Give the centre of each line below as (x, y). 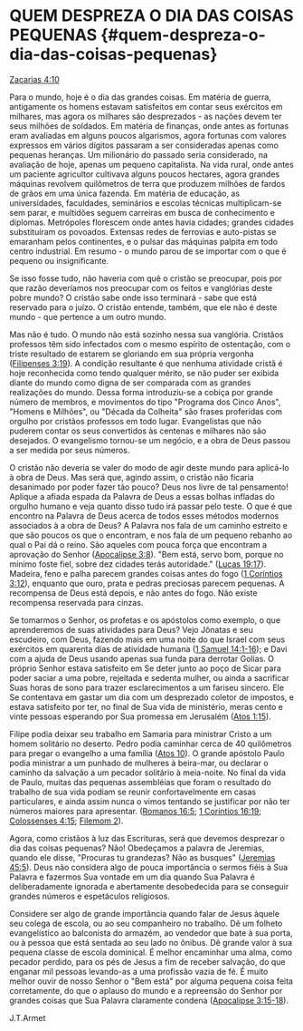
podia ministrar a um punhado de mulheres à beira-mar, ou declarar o (139, 763)
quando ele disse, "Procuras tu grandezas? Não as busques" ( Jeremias (142, 857)
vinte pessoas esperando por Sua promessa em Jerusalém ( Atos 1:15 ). (140, 716)
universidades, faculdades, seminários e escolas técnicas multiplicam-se (146, 203)
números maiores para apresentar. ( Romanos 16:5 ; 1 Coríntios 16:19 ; (136, 811)
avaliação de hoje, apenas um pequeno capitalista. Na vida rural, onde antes (151, 164)
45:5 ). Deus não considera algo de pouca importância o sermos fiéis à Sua (149, 867)
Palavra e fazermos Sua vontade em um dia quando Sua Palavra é (132, 877)
